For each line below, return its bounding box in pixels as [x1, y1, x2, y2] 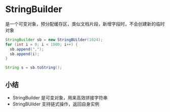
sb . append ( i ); [10, 51, 39, 57]
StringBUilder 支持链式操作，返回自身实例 [12, 101, 100, 107]
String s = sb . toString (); [5, 65, 62, 70]
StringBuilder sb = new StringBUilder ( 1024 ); [5, 37, 103, 42]
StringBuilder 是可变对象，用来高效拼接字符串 [12, 95, 108, 100]
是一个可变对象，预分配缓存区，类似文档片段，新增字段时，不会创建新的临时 [5, 21, 165, 27]
